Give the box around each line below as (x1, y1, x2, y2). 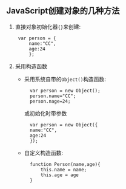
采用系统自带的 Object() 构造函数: (24, 75, 106, 83)
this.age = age (40, 172, 79, 178)
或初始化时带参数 (24, 109, 67, 117)
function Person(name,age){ (29, 161, 101, 167)
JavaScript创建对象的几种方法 (6, 5, 120, 16)
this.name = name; (40, 167, 87, 173)
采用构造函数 (15, 63, 47, 70)
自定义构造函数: (24, 149, 64, 156)
